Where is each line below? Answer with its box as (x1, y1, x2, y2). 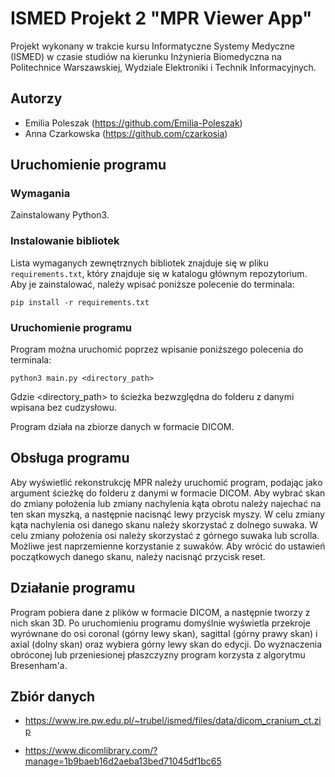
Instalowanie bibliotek (10, 234, 120, 248)
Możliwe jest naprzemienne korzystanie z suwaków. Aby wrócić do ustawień (10, 540, 326, 552)
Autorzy (10, 90, 63, 107)
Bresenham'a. (10, 659, 68, 671)
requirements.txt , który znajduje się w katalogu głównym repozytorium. (10, 267, 308, 279)
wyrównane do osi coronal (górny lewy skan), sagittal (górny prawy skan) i (10, 627, 318, 639)
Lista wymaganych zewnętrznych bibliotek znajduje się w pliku (10, 257, 269, 269)
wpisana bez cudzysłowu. (10, 402, 118, 414)
